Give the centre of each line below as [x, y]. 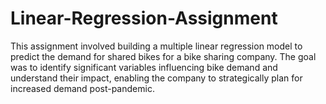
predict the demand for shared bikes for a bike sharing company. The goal [163, 56]
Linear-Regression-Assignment [144, 18]
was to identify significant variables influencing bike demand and [144, 67]
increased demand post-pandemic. [82, 88]
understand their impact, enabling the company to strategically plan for [156, 78]
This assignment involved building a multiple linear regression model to [156, 46]
